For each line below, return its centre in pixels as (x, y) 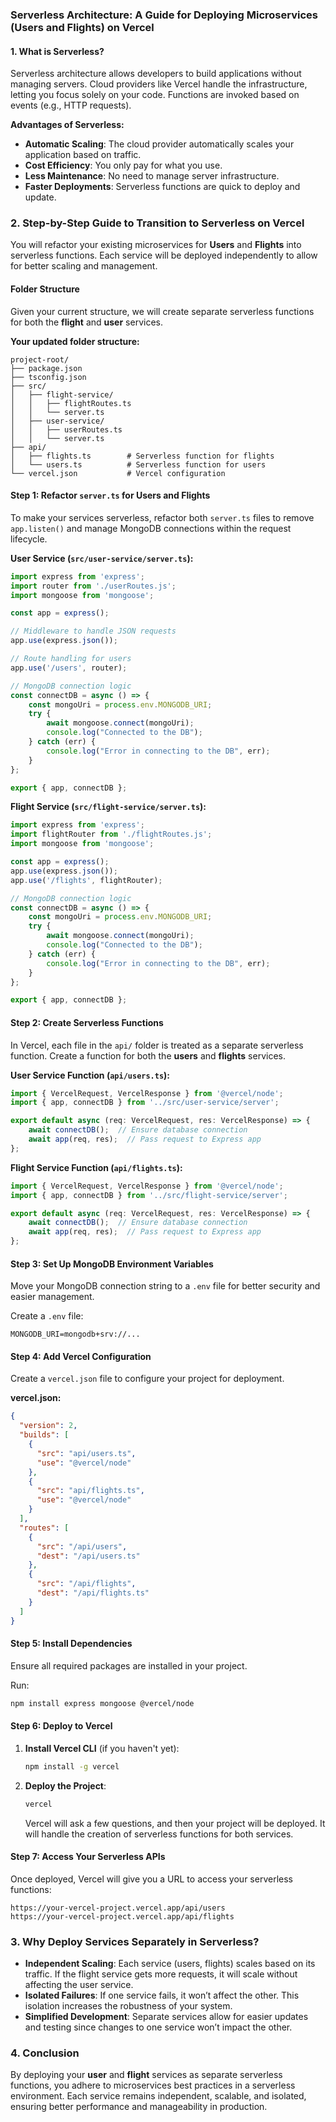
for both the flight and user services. (86, 322)
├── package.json (46, 368)
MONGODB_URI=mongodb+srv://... (75, 1334)
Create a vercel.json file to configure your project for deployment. (147, 1379)
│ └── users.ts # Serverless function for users (138, 464)
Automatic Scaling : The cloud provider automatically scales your (159, 144)
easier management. (52, 1297)
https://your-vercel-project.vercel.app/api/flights (122, 1916)
